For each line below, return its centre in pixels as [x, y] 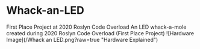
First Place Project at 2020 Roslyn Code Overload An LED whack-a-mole [96, 27]
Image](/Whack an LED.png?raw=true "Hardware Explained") [82, 39]
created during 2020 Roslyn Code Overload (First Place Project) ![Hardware [100, 33]
